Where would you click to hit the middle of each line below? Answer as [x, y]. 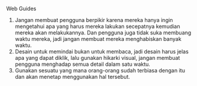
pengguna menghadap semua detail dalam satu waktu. [83, 64]
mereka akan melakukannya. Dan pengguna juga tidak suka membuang [103, 33]
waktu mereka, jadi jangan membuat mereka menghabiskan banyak [98, 39]
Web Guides [21, 9]
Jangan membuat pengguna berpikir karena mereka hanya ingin [94, 20]
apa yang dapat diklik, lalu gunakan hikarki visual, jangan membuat [97, 58]
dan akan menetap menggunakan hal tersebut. [72, 77]
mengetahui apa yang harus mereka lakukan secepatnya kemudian [98, 26]
